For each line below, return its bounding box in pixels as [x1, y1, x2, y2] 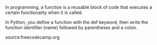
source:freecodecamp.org [5, 34, 60, 40]
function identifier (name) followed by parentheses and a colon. [5, 24, 138, 30]
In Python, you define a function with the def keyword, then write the [5, 19, 148, 25]
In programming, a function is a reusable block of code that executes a [5, 4, 152, 10]
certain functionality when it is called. [5, 9, 83, 15]
